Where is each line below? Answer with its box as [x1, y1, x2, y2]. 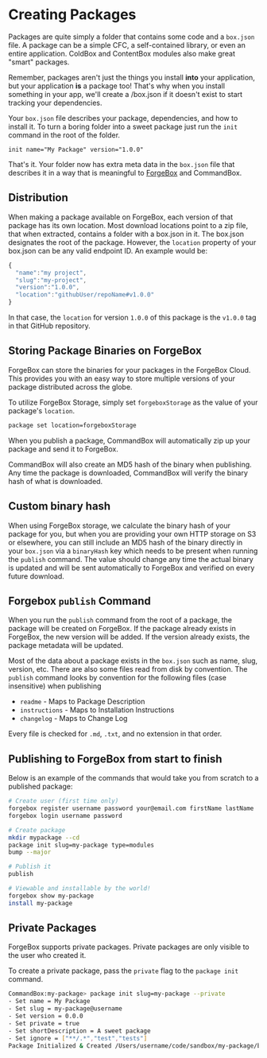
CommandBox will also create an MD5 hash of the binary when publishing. [8, 459, 252, 469]
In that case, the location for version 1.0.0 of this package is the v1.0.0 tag [8, 312, 257, 322]
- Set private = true [8, 1019, 80, 1027]
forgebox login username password [8, 812, 123, 820]
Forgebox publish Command [8, 594, 151, 607]
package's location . [8, 405, 75, 415]
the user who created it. [8, 951, 87, 960]
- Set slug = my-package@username [8, 1005, 123, 1013]
